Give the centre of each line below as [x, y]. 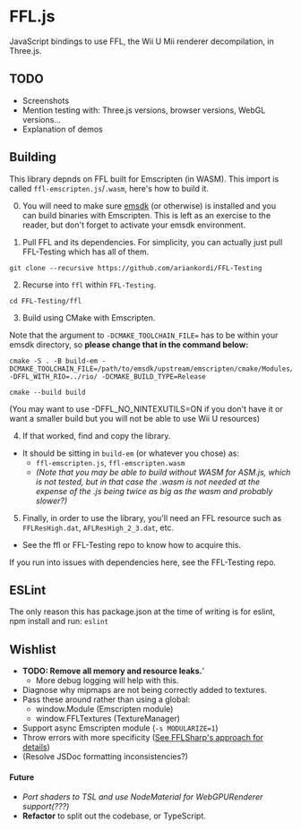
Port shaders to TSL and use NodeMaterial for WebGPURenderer [142, 797]
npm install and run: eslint [59, 621]
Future [22, 777]
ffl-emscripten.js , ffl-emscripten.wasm [110, 462]
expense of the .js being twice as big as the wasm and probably [154, 491]
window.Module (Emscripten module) [104, 709]
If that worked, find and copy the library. [96, 435]
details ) [36, 747]
